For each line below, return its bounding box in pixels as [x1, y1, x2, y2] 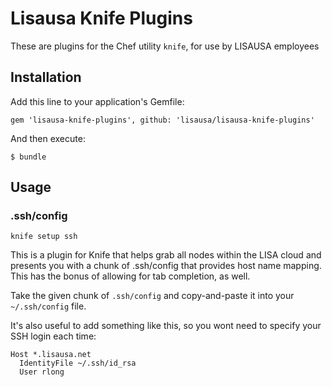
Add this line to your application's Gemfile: [10, 95, 185, 107]
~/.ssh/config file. [10, 300, 87, 312]
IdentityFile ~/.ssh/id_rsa [19, 358, 137, 369]
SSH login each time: [10, 330, 97, 342]
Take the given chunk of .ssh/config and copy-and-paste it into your [10, 290, 295, 302]
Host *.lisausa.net [10, 350, 92, 360]
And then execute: [10, 132, 86, 144]
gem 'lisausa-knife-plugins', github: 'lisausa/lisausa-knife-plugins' [10, 115, 315, 125]
